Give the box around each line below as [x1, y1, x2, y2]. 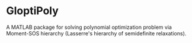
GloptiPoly [6, 4, 59, 18]
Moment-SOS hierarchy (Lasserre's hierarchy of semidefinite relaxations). [6, 29, 187, 37]
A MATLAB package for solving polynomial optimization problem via [6, 24, 172, 31]
